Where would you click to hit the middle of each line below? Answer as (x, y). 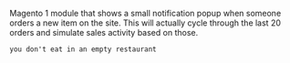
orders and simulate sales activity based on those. (104, 32)
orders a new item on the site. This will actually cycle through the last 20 (145, 23)
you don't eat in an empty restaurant (83, 49)
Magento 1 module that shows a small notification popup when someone (145, 13)
